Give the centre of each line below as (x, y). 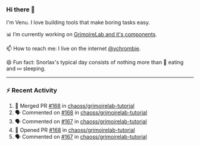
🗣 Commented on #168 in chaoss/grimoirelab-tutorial (81, 112)
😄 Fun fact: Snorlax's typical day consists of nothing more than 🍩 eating (95, 63)
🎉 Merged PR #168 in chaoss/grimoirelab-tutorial (75, 105)
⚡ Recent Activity (32, 91)
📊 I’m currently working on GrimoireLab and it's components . (82, 35)
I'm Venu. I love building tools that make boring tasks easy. (78, 23)
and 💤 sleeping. (26, 69)
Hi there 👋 (21, 10)
